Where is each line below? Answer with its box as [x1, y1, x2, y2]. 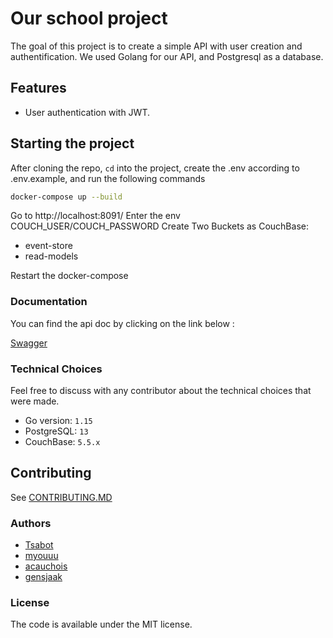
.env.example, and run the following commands [10, 172, 206, 184]
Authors [10, 516, 52, 530]
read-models [24, 250, 79, 262]
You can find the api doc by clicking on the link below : [10, 317, 235, 329]
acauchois [24, 560, 68, 572]
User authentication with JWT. [24, 106, 150, 118]
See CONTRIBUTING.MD [10, 491, 113, 503]
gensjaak [24, 571, 63, 583]
